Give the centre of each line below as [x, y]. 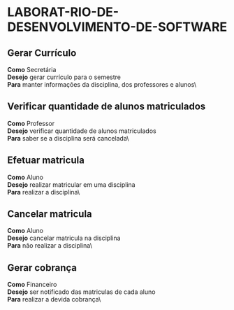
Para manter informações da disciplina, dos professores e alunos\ [102, 84]
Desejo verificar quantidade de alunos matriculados [82, 131]
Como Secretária [32, 70]
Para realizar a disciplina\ [44, 192]
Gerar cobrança [42, 268]
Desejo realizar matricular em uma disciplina [71, 184]
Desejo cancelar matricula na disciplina [64, 238]
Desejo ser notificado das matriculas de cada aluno [81, 292]
